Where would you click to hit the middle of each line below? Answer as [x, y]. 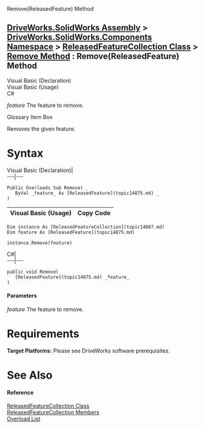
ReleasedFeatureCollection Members [53, 412]
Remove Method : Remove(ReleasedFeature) [93, 56]
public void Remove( [33, 272]
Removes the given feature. [41, 129]
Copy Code [94, 213]
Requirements [43, 334]
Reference [20, 392]
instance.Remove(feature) [39, 243]
